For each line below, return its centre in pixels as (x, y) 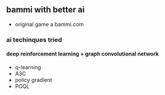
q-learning (28, 67)
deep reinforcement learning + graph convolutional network (82, 54)
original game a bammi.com (49, 24)
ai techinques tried (34, 39)
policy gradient (33, 79)
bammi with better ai (46, 10)
